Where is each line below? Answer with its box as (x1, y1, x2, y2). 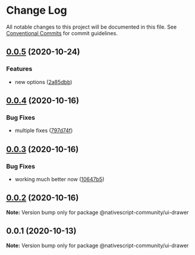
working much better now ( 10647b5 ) (14, 176, 105, 182)
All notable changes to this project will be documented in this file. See (6, 23, 177, 30)
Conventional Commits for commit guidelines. (6, 29, 118, 36)
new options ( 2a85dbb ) (14, 78, 73, 85)
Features (6, 65, 33, 73)
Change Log (6, 4, 67, 17)
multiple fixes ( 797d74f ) (14, 127, 73, 134)
